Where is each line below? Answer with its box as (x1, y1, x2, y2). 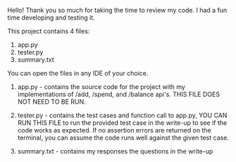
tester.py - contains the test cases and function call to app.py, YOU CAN (17, 112, 228, 119)
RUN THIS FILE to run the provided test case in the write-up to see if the (17, 119, 228, 127)
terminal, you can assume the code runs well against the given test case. (17, 133, 229, 142)
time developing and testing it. (7, 13, 95, 22)
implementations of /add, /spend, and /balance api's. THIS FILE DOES (17, 90, 221, 98)
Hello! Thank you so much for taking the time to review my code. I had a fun (7, 6, 228, 14)
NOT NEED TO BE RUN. (17, 97, 86, 106)
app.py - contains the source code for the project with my (17, 83, 185, 90)
